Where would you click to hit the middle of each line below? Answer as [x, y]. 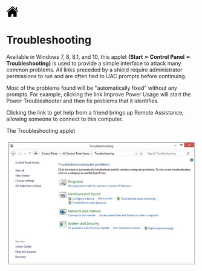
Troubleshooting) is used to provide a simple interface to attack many [94, 63]
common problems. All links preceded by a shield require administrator [94, 70]
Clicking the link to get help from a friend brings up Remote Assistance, [95, 112]
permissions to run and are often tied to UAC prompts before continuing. [96, 76]
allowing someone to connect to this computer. [65, 119]
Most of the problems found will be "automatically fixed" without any [92, 88]
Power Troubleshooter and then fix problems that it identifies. [83, 101]
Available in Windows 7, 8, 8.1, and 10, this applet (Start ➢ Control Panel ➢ [98, 56]
